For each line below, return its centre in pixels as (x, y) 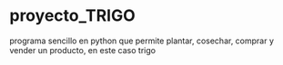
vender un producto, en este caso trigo (83, 50)
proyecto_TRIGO (72, 16)
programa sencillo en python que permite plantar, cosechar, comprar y (142, 41)
